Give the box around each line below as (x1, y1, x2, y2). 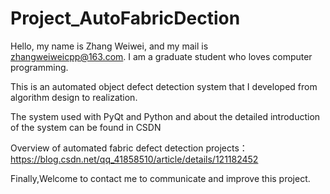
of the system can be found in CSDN (10, 121, 162, 133)
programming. (10, 61, 69, 73)
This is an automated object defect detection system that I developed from (10, 80, 318, 92)
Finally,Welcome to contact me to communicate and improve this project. (10, 172, 311, 184)
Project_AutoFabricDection (10, 7, 241, 30)
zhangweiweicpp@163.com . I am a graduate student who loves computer (10, 50, 313, 62)
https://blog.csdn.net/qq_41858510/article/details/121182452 (10, 153, 259, 165)
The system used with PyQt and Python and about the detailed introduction (10, 110, 321, 122)
